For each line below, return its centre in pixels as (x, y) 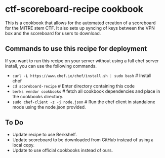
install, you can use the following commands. (51, 66)
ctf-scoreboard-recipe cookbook (74, 9)
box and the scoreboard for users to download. (53, 33)
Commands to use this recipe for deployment (76, 49)
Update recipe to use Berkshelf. (44, 134)
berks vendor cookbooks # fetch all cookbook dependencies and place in (86, 91)
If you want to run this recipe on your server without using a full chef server (82, 61)
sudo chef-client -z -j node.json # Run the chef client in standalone (84, 102)
